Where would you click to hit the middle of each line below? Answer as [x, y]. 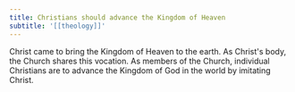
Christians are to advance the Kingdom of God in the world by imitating [140, 70]
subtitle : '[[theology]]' [57, 26]
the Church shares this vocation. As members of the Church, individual [139, 61]
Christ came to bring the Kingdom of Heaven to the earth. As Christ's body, [148, 51]
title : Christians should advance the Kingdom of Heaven [118, 17]
